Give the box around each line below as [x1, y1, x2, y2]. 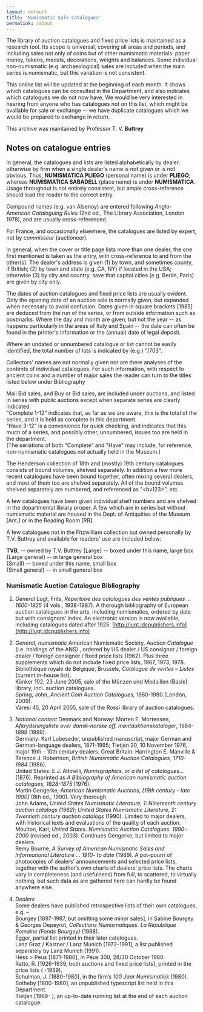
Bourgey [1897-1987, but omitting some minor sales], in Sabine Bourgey [15, 915, 194, 922]
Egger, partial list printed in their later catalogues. [15, 934, 138, 941]
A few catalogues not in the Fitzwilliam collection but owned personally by [6, 529, 191, 536]
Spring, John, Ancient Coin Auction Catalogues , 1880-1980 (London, [15, 691, 187, 698]
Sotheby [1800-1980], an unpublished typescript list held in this [15, 980, 174, 987]
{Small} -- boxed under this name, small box [6, 560, 117, 567]
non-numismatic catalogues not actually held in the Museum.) [6, 448, 161, 456]
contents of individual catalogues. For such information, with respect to [6, 366, 184, 373]
